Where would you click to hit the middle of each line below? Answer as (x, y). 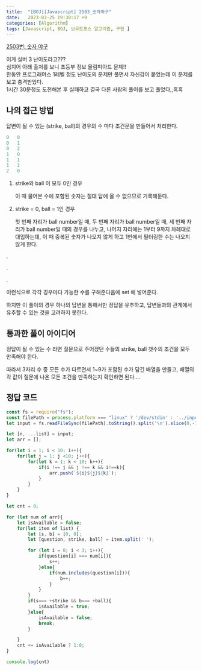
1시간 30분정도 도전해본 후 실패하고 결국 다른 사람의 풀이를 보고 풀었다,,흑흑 (95, 90)
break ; (47, 623)
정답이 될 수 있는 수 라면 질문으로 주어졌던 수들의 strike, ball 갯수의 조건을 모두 (98, 349)
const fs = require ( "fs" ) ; (40, 412)
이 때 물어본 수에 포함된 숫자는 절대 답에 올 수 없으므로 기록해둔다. (92, 196)
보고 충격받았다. (25, 82)
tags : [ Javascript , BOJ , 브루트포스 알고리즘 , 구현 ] (68, 29)
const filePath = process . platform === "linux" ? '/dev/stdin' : (90, 417)
